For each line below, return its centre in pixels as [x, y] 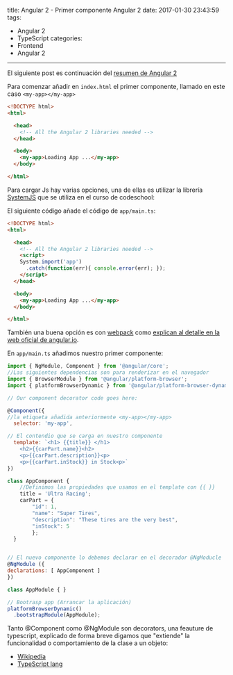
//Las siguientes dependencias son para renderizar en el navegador [108, 373]
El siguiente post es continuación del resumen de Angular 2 [92, 73]
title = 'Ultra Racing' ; [55, 494]
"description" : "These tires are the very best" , [105, 520]
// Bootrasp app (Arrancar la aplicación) [69, 602]
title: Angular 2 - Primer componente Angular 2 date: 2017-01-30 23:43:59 [113, 10]
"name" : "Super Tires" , [66, 513]
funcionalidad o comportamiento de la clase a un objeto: [88, 643]
